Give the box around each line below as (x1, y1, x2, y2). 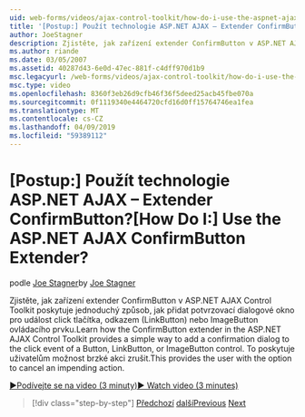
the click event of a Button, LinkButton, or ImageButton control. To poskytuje (9, 343, 295, 354)
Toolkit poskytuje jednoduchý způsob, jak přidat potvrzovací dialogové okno (9, 305, 295, 315)
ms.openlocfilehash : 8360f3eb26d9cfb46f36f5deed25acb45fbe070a (9, 89, 254, 98)
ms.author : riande (9, 47, 79, 56)
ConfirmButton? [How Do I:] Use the (9, 209, 281, 229)
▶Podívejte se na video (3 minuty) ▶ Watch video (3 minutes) (9, 380, 239, 391)
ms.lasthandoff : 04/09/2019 (9, 123, 116, 132)
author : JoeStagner (9, 30, 84, 39)
